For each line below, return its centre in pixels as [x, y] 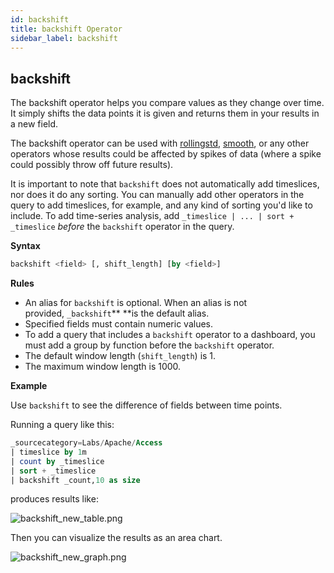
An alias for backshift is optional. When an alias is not [136, 303]
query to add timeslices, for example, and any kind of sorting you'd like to [161, 205]
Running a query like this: [62, 425]
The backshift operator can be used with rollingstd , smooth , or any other [160, 143]
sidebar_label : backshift [64, 38]
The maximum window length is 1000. [103, 367]
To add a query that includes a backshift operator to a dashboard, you [170, 335]
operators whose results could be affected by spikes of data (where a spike [166, 154]
